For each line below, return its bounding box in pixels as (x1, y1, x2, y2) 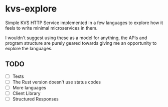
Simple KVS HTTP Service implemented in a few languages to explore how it (5, 20, 163, 26)
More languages (12, 84, 47, 90)
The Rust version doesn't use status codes (12, 79, 101, 85)
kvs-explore (5, 3, 57, 15)
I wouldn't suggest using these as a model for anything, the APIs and (5, 35, 147, 41)
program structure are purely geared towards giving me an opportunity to (5, 40, 157, 46)
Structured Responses (12, 96, 59, 102)
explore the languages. (5, 45, 53, 51)
